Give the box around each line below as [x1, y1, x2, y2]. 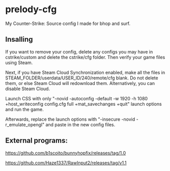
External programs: [5, 136, 68, 145]
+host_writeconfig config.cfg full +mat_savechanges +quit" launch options [5, 101, 162, 107]
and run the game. [5, 106, 44, 112]
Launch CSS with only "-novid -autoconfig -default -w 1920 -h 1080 [5, 95, 148, 101]
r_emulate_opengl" [5, 121, 45, 128]
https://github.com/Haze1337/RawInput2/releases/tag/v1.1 [5, 159, 127, 166]
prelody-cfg [5, 4, 57, 15]
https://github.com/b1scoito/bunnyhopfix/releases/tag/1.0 [5, 150, 126, 156]
